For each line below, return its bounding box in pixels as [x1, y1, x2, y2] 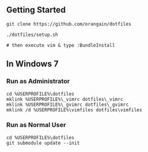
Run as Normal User [6, 121, 67, 130]
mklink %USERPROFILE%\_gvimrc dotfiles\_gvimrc [6, 102, 129, 108]
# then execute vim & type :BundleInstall [6, 42, 115, 48]
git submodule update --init [6, 140, 80, 146]
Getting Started [6, 5, 66, 15]
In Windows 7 [6, 59, 59, 69]
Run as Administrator [6, 77, 70, 86]
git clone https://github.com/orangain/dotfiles [6, 21, 132, 27]
